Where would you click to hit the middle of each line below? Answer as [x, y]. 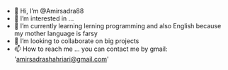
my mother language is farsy [56, 33]
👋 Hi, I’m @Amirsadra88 [49, 11]
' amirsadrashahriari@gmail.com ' [61, 59]
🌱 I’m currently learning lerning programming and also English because [118, 26]
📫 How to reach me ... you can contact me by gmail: [91, 49]
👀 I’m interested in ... [44, 18]
